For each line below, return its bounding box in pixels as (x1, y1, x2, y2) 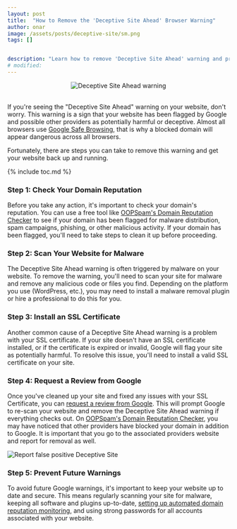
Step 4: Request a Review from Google (7, 375, 142, 385)
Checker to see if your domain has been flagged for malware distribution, (7, 216, 220, 224)
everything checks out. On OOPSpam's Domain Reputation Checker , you (7, 414, 219, 423)
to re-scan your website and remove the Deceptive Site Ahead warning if (7, 407, 219, 415)
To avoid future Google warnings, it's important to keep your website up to (7, 484, 224, 492)
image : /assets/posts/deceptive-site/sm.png (7, 30, 140, 37)
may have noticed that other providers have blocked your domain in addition (7, 422, 229, 430)
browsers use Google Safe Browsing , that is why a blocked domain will (7, 125, 213, 133)
